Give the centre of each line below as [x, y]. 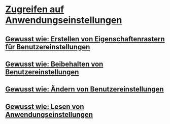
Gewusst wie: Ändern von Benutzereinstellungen [84, 89]
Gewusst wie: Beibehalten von [54, 64]
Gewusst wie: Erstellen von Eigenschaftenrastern [85, 39]
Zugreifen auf [35, 9]
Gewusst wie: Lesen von [45, 106]
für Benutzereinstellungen [48, 47]
